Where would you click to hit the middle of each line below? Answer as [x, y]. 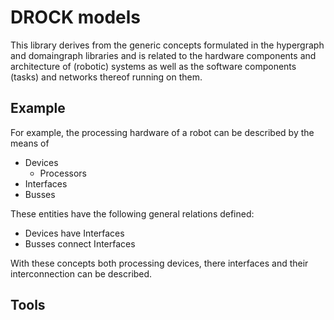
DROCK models [75, 17]
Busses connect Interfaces [80, 243]
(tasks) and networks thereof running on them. [106, 77]
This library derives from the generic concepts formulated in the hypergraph [167, 45]
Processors [63, 173]
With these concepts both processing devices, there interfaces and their [159, 263]
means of [30, 143]
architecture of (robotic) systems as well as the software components [153, 66]
